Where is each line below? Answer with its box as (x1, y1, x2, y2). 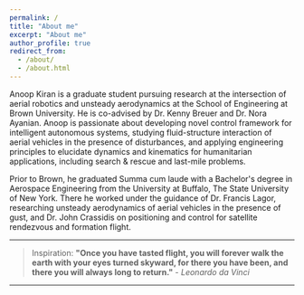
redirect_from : (9, 47, 67, 56)
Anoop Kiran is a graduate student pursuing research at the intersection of (9, 88, 287, 100)
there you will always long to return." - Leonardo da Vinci (31, 266, 251, 277)
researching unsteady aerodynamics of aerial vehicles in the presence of (9, 202, 281, 213)
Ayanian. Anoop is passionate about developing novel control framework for (9, 117, 292, 128)
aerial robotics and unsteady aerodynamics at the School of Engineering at (9, 98, 288, 109)
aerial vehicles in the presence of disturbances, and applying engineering (9, 137, 283, 147)
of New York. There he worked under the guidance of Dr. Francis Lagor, (9, 192, 277, 204)
